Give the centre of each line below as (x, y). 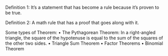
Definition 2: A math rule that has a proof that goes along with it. (72, 23)
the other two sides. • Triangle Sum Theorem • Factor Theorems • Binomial (84, 43)
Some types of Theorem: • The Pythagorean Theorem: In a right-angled (80, 32)
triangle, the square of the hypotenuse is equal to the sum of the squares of (84, 38)
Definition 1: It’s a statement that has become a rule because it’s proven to (82, 7)
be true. (13, 13)
